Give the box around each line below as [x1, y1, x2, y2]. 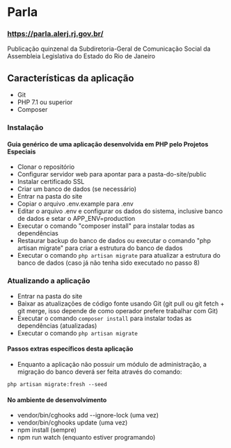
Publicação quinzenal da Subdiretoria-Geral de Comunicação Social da [7, 44, 211, 53]
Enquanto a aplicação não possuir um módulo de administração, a [17, 360, 207, 368]
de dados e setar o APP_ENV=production [17, 215, 136, 223]
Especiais [7, 147, 36, 156]
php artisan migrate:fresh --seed [7, 381, 108, 388]
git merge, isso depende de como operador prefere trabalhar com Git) [17, 306, 218, 315]
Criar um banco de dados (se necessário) [17, 185, 137, 193]
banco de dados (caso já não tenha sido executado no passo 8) [17, 258, 200, 267]
